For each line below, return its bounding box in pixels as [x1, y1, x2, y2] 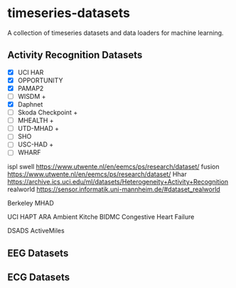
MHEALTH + [17, 116, 55, 125]
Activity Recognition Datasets [7, 49, 143, 61]
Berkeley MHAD [7, 199, 55, 208]
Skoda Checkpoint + [17, 108, 78, 117]
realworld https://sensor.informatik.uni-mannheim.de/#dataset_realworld [7, 185, 220, 193]
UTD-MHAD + [17, 124, 59, 133]
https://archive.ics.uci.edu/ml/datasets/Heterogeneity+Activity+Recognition [7, 178, 229, 186]
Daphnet [17, 100, 43, 108]
